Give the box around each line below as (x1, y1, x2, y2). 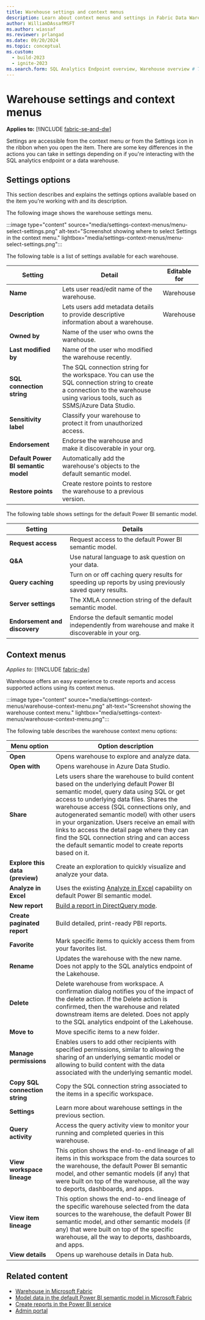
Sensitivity (9, 415, 41, 424)
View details (9, 1250, 46, 1259)
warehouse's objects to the (62, 462, 140, 470)
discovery (9, 625, 40, 634)
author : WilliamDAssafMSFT (6, 20, 75, 26)
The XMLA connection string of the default (70, 596, 192, 604)
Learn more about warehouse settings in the (56, 1103, 182, 1112)
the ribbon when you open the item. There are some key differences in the (6, 144, 193, 151)
